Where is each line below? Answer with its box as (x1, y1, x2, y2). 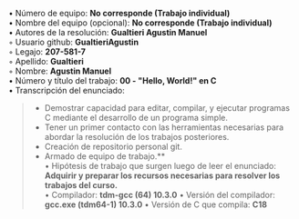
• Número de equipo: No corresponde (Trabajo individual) (8, 8, 231, 18)
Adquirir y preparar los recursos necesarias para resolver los (44, 170, 281, 181)
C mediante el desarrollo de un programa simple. (44, 113, 229, 123)
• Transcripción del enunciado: (8, 85, 125, 95)
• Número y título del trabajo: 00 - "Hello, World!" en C (8, 75, 217, 85)
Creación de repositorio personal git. (44, 141, 183, 152)
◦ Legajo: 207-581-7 (8, 46, 86, 57)
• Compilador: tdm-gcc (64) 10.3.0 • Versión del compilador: (44, 190, 275, 200)
